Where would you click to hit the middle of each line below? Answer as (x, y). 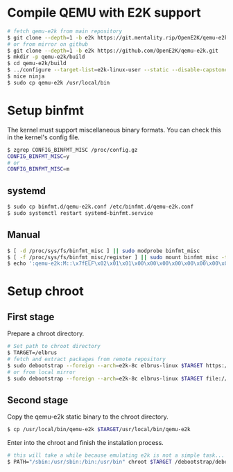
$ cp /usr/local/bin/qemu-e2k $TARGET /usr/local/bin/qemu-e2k (99, 430)
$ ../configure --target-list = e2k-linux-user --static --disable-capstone (118, 70)
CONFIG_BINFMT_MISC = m (38, 169)
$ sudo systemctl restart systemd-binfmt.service (80, 213)
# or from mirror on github (48, 44)
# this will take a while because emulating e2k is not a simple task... (116, 455)
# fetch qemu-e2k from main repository (65, 31)
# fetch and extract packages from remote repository (87, 359)
